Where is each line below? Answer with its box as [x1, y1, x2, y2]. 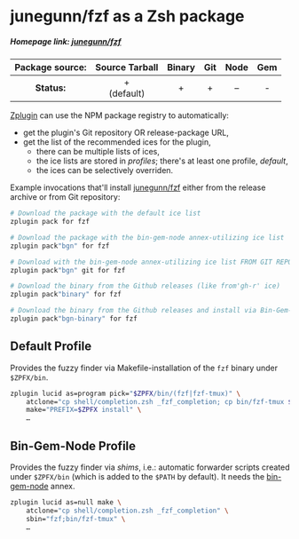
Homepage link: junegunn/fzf [10, 36, 122, 46]
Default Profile [10, 339, 92, 354]
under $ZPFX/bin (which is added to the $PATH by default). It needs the [10, 472, 265, 482]
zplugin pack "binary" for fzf [10, 290, 122, 299]
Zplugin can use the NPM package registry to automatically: [10, 110, 230, 121]
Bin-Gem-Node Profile [10, 438, 137, 454]
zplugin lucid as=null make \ [10, 498, 122, 507]
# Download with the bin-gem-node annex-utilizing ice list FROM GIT [10, 258, 273, 266]
